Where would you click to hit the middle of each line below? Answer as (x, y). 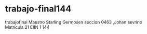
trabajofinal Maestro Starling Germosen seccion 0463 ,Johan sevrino (74, 22)
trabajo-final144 (38, 9)
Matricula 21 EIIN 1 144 (27, 27)
